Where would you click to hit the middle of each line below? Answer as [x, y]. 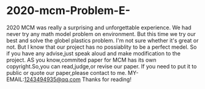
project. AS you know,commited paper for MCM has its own [81, 60]
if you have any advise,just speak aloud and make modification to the [93, 53]
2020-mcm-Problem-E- [68, 11]
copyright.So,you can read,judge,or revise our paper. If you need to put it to [102, 66]
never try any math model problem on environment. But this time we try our [101, 34]
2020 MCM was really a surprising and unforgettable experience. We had [99, 27]
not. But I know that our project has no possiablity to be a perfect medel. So [102, 47]
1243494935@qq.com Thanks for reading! [78, 79]
